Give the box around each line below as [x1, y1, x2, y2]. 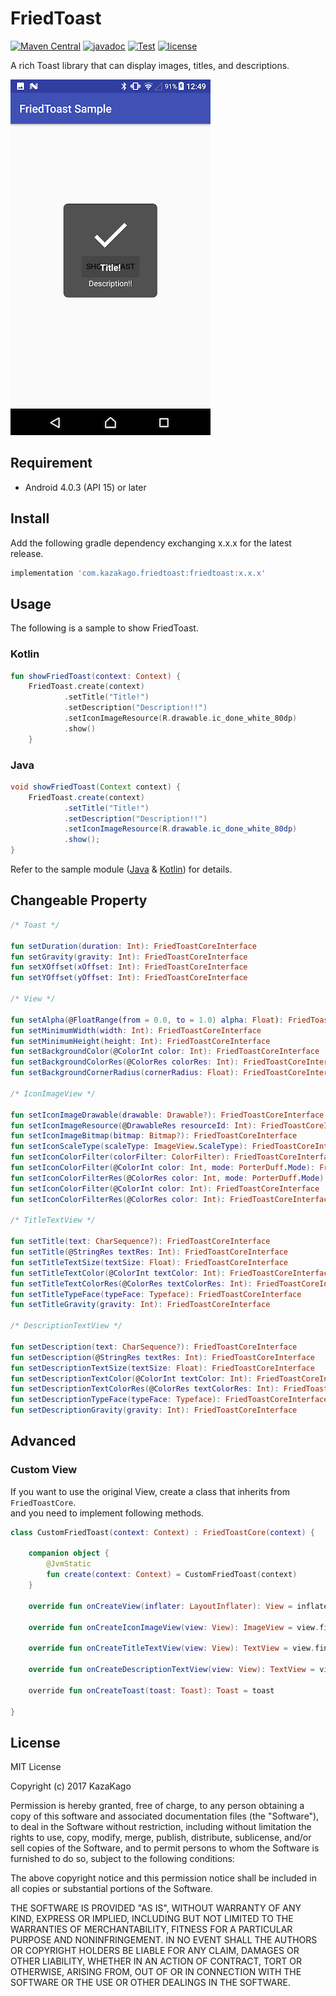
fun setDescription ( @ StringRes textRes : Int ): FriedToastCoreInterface [10, 1352, 315, 1362]
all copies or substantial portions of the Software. [10, 1883, 213, 1895]
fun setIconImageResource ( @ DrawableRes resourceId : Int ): [10, 1120, 257, 1131]
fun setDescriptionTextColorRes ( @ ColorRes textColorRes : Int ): [10, 1384, 280, 1394]
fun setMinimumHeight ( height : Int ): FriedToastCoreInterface [10, 1036, 271, 1046]
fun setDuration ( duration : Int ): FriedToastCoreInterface [10, 941, 257, 951]
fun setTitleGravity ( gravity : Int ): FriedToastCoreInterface [10, 1300, 271, 1310]
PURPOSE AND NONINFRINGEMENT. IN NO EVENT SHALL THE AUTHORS [10, 1934, 318, 1946]
